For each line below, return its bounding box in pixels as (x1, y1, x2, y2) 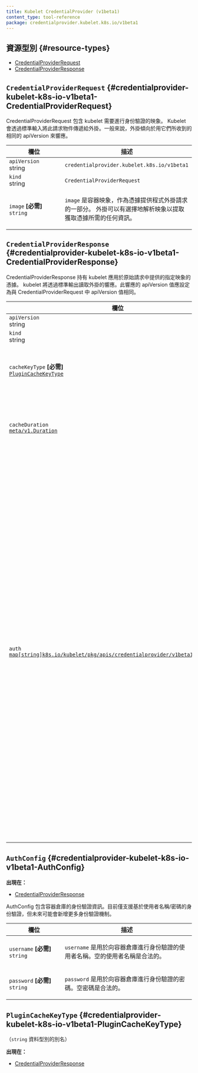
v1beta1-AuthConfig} (6, 863, 85, 873)
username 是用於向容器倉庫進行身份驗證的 (64, 943, 179, 951)
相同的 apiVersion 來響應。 (6, 132, 71, 139)
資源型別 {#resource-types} (6, 43, 110, 53)
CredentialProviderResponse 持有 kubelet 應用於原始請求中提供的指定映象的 (6, 273, 192, 281)
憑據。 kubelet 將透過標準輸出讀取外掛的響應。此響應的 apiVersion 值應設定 (6, 281, 190, 288)
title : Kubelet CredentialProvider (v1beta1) (6, 8, 120, 15)
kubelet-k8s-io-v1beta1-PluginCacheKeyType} (6, 1019, 182, 1029)
